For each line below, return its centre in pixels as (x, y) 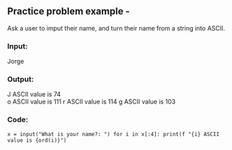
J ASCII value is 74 (34, 94)
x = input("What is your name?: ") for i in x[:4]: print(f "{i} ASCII (113, 134)
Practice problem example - (69, 11)
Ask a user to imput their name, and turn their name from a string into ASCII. (116, 28)
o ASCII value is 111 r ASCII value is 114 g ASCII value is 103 (92, 102)
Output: (21, 79)
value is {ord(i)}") (37, 140)
